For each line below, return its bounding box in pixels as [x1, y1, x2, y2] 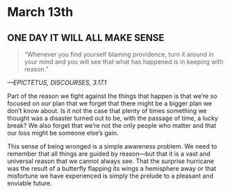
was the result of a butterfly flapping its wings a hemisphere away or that [7, 165, 217, 172]
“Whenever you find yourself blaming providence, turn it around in [24, 50, 214, 58]
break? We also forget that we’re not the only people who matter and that [7, 121, 217, 129]
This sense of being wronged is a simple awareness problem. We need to [7, 142, 217, 150]
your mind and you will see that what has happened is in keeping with [24, 58, 224, 66]
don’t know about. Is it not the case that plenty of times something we [7, 107, 207, 115]
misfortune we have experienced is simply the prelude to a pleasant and [7, 171, 214, 180]
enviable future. [7, 179, 52, 187]
